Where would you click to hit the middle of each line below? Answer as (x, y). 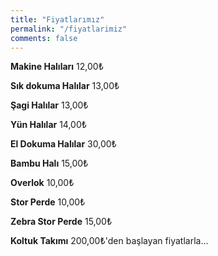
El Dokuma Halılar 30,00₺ (63, 144)
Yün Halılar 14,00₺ (49, 125)
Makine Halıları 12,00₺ (57, 67)
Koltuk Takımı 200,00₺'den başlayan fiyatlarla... (109, 241)
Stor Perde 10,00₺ (48, 202)
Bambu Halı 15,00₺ (49, 163)
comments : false (44, 38)
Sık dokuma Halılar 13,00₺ (65, 86)
